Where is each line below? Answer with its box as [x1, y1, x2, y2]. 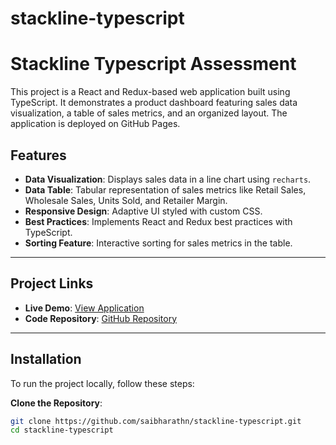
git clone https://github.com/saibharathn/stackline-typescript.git [10, 416, 302, 426]
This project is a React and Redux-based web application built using [10, 86, 291, 98]
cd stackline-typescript [10, 425, 114, 436]
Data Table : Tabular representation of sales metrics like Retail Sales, [24, 183, 307, 196]
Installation [10, 351, 82, 368]
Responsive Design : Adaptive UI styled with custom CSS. [24, 205, 263, 217]
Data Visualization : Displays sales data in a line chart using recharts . [24, 173, 312, 185]
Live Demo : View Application [24, 302, 145, 314]
